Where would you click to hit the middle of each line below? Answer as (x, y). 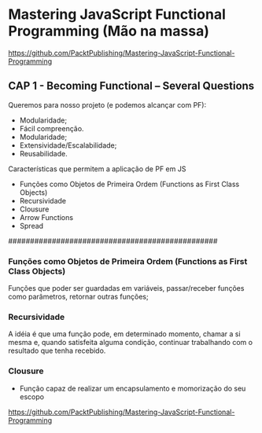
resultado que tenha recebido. (57, 350)
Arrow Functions (46, 217)
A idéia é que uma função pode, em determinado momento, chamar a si (125, 334)
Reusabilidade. (44, 153)
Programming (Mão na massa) (109, 31)
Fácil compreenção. (52, 128)
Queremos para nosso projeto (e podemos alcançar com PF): (107, 105)
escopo (32, 396)
